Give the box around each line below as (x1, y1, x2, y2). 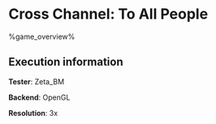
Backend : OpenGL (8, 92, 71, 102)
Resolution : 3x (8, 108, 58, 118)
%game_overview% (8, 32, 76, 41)
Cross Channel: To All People (8, 5, 209, 24)
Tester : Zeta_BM (8, 76, 65, 86)
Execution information (8, 55, 123, 69)
